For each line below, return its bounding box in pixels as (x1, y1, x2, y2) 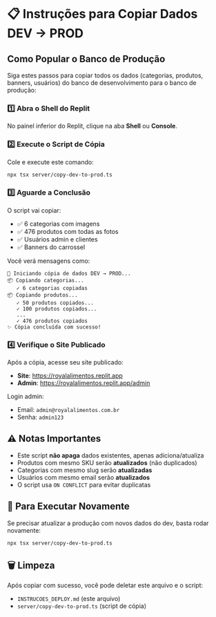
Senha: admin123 (17, 413, 64, 422)
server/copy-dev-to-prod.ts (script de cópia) (17, 602, 147, 610)
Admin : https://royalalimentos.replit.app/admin (17, 379, 150, 387)
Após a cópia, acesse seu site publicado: (7, 358, 124, 366)
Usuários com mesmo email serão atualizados (17, 473, 150, 481)
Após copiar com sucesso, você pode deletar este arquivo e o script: (7, 581, 204, 589)
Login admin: (7, 392, 44, 401)
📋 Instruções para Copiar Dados (7, 6, 198, 22)
